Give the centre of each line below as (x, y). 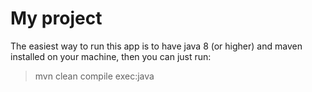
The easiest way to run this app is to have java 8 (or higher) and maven (156, 46)
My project (56, 18)
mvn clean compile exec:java (94, 76)
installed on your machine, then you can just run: (111, 56)
